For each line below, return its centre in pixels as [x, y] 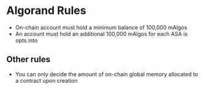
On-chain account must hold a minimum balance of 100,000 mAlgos [101, 27]
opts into [26, 40]
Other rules [28, 59]
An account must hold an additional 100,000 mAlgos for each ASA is [101, 33]
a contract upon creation [46, 80]
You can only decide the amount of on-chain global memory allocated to [107, 74]
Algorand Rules [47, 11]
